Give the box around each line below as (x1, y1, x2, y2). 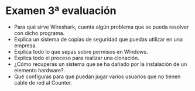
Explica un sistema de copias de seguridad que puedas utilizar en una (13, 36, 183, 43)
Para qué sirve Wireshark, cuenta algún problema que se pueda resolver (13, 23, 189, 30)
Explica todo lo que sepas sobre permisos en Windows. (13, 48, 148, 55)
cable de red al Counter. (13, 79, 73, 86)
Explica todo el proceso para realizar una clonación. (13, 54, 140, 61)
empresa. (13, 42, 37, 49)
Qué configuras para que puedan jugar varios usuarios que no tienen (13, 73, 181, 80)
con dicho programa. (13, 29, 65, 36)
